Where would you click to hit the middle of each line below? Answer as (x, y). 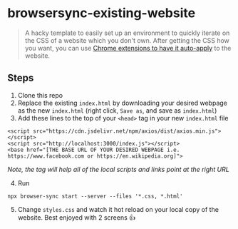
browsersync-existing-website (102, 13)
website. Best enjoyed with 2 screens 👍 (77, 217)
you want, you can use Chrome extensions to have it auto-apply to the (128, 48)
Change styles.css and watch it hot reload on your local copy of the (118, 209)
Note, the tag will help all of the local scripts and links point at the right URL (118, 169)
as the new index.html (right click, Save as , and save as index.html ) (117, 110)
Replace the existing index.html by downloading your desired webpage (123, 103)
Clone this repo (40, 95)
